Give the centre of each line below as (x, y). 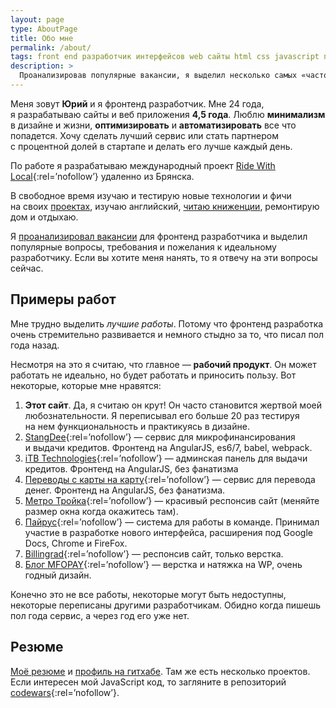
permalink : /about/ (51, 47)
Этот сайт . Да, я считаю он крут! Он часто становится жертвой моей (173, 405)
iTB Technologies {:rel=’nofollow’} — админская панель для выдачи (166, 458)
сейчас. (27, 268)
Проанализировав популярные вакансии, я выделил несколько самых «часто (174, 76)
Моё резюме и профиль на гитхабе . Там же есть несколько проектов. (160, 671)
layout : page (37, 19)
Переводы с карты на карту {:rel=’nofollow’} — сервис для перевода (170, 479)
